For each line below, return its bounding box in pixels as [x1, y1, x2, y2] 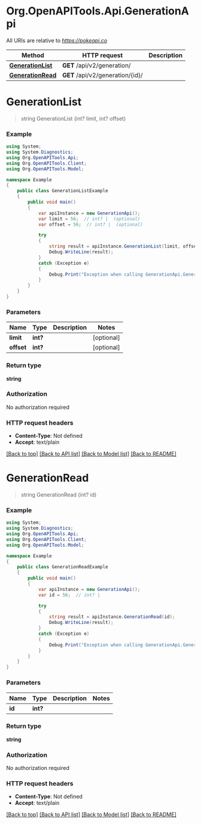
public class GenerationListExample [17, 188, 109, 194]
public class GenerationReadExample [17, 564, 109, 570]
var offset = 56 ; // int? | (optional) [38, 221, 144, 228]
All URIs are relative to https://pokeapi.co [6, 37, 108, 44]
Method [21, 51, 45, 59]
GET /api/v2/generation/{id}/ [62, 71, 143, 79]
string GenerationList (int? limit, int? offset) [20, 115, 126, 122]
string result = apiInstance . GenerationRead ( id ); [48, 614, 175, 620]
